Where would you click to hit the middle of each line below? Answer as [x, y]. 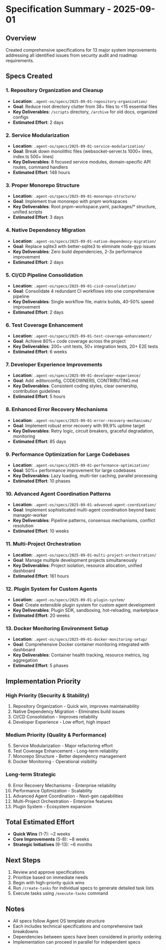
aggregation [25, 660]
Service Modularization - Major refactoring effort [63, 746]
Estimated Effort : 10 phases [41, 481]
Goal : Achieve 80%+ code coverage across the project [69, 341]
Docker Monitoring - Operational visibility [55, 762]
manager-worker [30, 515]
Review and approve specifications [49, 872]
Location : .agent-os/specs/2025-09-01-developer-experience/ [77, 375]
